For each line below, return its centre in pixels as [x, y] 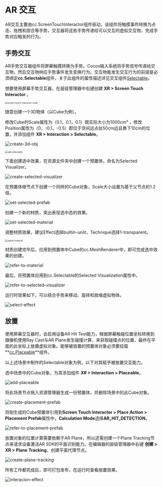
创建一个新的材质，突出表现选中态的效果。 [48, 212]
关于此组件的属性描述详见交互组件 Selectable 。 [106, 78]
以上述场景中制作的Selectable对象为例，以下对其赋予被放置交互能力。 [75, 362]
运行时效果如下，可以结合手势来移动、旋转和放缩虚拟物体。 [65, 295]
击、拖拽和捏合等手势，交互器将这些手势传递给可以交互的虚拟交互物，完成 [79, 30]
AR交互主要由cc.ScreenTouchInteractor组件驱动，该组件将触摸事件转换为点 [81, 24]
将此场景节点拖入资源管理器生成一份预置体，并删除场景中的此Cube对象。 [78, 392]
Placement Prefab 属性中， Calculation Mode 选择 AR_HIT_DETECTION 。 [77, 418]
